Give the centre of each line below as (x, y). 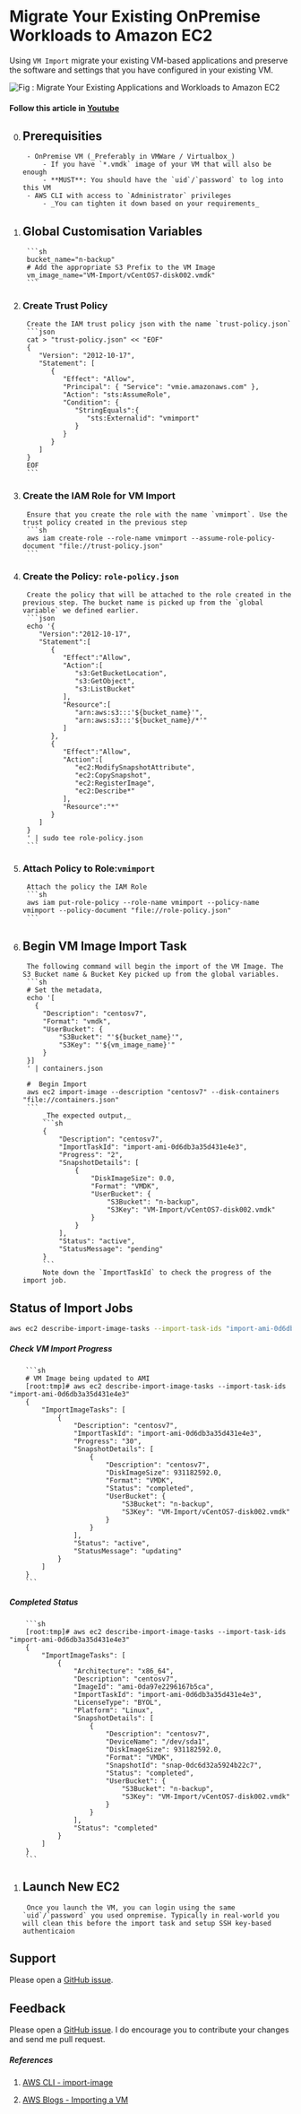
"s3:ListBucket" (105, 689)
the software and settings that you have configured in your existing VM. (141, 70)
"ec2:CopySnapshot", (113, 776)
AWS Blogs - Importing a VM (75, 2100)
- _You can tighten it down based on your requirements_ (151, 204)
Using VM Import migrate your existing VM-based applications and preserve (149, 60)
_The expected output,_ (87, 1116)
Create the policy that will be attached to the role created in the (159, 595)
